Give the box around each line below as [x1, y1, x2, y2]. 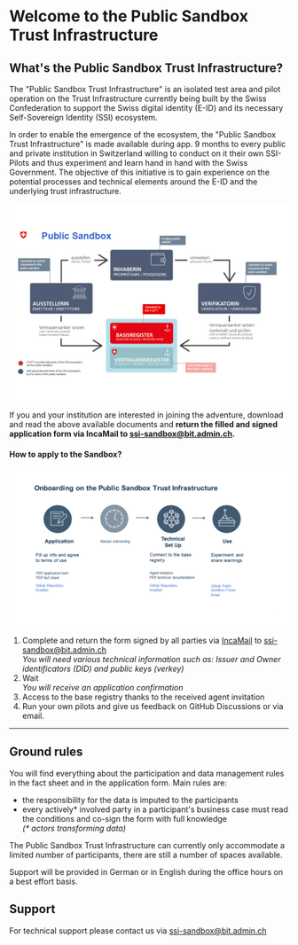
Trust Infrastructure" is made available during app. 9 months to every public [9, 139, 286, 149]
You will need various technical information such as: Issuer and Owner [21, 654, 281, 665]
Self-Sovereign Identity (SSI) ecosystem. [9, 113, 158, 122]
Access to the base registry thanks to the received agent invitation [21, 691, 265, 702]
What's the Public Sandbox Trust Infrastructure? [9, 60, 284, 75]
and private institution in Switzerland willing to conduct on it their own [9, 148, 264, 159]
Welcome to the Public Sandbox [9, 6, 248, 27]
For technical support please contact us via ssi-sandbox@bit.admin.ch [9, 925, 268, 936]
